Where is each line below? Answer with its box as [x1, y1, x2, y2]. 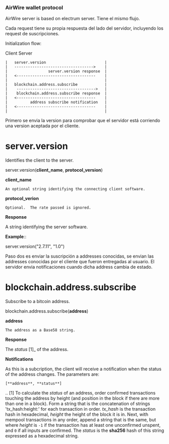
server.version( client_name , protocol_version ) [5, 167, 103, 173]
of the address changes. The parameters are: [5, 371, 99, 377]
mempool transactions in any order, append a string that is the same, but [5, 417, 156, 423]
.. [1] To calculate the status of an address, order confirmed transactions [5, 390, 156, 396]
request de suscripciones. [5, 31, 60, 37]
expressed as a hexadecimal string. [5, 433, 79, 439]
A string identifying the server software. [5, 224, 88, 230]
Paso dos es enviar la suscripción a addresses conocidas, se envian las [5, 253, 154, 259]
